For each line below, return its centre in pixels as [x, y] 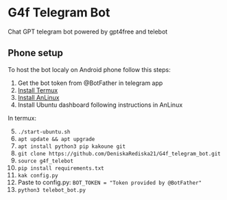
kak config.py [38, 175]
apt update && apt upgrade [56, 139]
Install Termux [38, 90]
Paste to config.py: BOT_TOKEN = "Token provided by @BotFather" [109, 182]
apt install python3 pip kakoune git [72, 146]
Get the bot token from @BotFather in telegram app [90, 83]
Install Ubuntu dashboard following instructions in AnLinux [100, 105]
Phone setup [36, 53]
